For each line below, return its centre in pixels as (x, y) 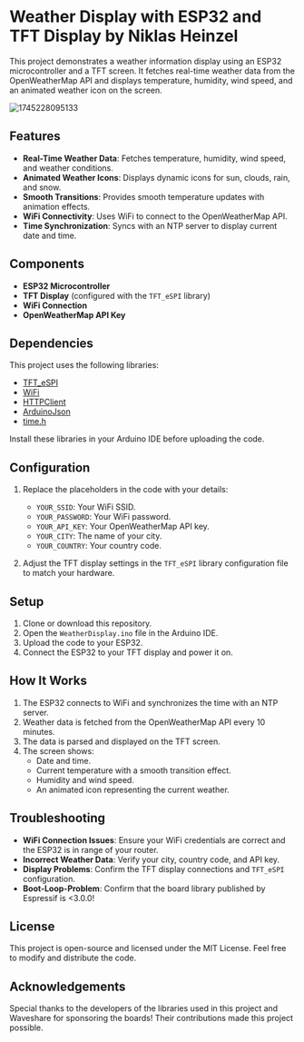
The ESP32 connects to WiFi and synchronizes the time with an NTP (150, 702)
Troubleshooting (58, 818)
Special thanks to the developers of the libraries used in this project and (144, 1008)
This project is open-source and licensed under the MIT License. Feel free (148, 948)
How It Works (49, 681)
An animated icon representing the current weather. (132, 789)
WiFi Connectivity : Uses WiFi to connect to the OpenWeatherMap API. (155, 216)
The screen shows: (58, 750)
